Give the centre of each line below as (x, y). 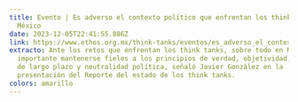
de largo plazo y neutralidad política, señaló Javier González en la (150, 67)
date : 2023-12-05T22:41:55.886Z (69, 34)
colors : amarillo (41, 83)
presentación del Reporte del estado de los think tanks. (127, 75)
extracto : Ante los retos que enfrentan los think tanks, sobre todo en (146, 51)
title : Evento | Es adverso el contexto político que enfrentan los (138, 17)
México (29, 26)
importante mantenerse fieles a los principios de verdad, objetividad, (154, 59)
